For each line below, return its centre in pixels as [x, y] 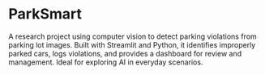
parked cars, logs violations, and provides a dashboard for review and [125, 53]
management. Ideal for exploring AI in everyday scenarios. [106, 62]
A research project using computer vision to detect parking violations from [132, 36]
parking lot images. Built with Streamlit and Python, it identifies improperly [132, 44]
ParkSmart [45, 14]
